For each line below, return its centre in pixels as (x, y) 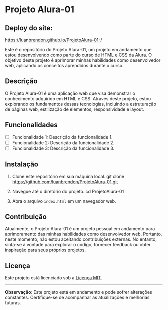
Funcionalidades (32, 125)
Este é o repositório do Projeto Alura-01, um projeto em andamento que (78, 49)
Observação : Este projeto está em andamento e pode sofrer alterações (79, 292)
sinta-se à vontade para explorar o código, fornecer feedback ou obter (78, 245)
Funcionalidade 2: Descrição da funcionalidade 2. (63, 142)
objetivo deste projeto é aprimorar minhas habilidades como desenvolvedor (83, 60)
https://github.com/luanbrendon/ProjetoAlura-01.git (65, 182)
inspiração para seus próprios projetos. (46, 250)
